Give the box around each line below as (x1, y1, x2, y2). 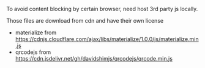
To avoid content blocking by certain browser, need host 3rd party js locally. (6, 6, 198, 12)
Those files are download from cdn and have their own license (6, 17, 164, 24)
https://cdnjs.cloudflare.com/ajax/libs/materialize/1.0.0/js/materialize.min (15, 36, 199, 42)
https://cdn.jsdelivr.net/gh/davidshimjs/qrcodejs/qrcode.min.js (15, 55, 173, 62)
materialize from (15, 29, 57, 36)
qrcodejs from (15, 48, 51, 56)
